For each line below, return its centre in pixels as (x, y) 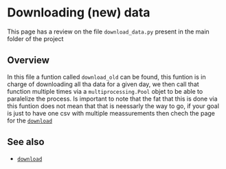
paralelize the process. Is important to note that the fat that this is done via (112, 99)
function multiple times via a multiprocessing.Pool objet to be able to (105, 91)
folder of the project (35, 38)
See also (26, 142)
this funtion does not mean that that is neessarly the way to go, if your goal (113, 106)
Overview (29, 61)
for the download (30, 120)
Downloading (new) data (79, 13)
